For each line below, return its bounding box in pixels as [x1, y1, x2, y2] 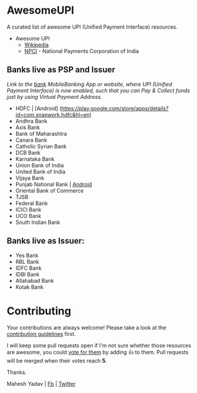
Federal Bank [15, 199, 48, 207]
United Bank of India [15, 168, 66, 175]
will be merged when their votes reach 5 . [7, 357, 107, 364]
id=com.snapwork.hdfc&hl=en [15, 111, 90, 118]
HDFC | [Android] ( [15, 105, 62, 112]
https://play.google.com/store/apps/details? [61, 105, 169, 112]
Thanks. [7, 369, 27, 376]
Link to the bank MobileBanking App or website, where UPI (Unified [7, 80, 173, 88]
